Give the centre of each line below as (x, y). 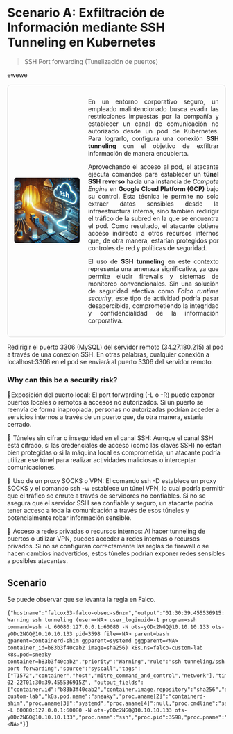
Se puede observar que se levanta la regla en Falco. (81, 600)
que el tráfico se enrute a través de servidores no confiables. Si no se (106, 496)
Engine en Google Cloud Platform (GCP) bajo (153, 188)
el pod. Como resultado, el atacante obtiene (153, 226)
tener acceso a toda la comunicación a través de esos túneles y (98, 511)
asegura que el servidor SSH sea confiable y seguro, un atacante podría (110, 503)
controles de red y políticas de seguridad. (147, 247)
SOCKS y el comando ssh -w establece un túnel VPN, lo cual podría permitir (116, 489)
